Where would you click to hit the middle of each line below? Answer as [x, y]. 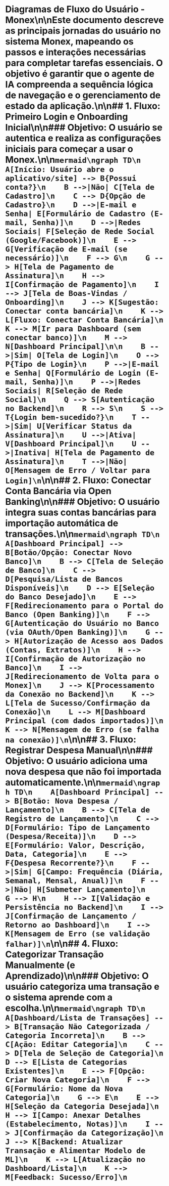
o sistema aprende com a [59, 998]
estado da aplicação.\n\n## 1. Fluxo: [83, 106]
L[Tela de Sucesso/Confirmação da [78, 703]
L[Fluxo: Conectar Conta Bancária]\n [84, 320]
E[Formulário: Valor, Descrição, [75, 845]
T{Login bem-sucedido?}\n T [71, 418]
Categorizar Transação [54, 955]
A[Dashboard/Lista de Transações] [78, 1018]
